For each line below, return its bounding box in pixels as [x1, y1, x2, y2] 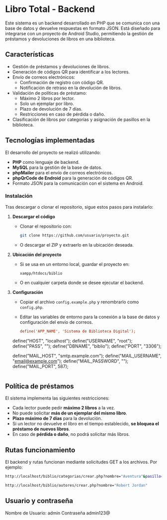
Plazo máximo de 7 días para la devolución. [12, 415, 102, 421]
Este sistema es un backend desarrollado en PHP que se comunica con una [5, 20, 160, 26]
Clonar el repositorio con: [19, 223, 72, 229]
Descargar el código [12, 213, 56, 220]
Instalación [5, 193, 33, 200]
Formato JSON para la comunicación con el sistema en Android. [12, 180, 144, 186]
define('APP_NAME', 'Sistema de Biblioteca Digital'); [19, 329, 136, 334]
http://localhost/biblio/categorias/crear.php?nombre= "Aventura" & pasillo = [5, 474, 164, 479]
